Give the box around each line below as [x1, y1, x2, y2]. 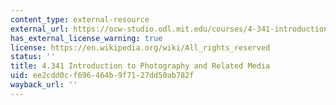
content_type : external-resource [10, 14, 150, 25]
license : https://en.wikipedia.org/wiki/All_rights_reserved [10, 42, 271, 53]
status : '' [10, 52, 56, 62]
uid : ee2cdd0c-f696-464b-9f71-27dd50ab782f [10, 71, 195, 81]
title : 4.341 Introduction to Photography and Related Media [10, 61, 271, 71]
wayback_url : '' [10, 80, 78, 90]
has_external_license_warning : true [10, 33, 163, 43]
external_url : [10, 24, 70, 34]
